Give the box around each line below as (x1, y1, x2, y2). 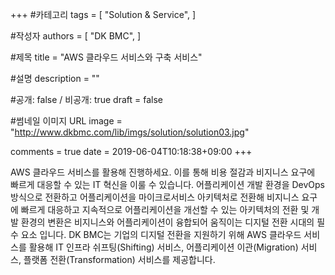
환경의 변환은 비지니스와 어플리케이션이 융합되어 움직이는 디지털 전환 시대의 (20, 216, 315, 228)
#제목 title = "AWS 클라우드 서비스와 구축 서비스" (10, 51, 203, 63)
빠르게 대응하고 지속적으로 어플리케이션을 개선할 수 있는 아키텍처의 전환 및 (20, 204, 310, 215)
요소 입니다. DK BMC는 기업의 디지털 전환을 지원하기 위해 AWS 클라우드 (20, 229, 302, 240)
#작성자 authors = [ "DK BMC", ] (10, 30, 142, 42)
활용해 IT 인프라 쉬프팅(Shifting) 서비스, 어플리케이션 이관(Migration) (28, 241, 299, 253)
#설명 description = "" (10, 73, 100, 84)
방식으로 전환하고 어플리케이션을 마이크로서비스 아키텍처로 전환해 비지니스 (10, 191, 300, 203)
